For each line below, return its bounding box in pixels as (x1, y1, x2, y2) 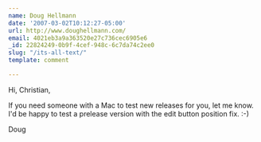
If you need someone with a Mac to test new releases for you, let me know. (8, 101, 255, 110)
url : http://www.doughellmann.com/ (8, 26, 127, 34)
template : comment (8, 57, 69, 65)
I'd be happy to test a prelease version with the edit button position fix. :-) (8, 108, 249, 118)
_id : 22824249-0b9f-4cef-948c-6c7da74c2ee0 (8, 41, 155, 49)
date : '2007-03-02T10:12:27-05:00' (8, 19, 127, 27)
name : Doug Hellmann (8, 11, 77, 20)
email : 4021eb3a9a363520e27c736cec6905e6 (8, 34, 148, 42)
